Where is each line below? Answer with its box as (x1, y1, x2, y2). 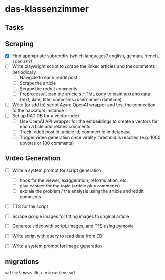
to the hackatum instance (12, 107, 64, 113)
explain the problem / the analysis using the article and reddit (19, 188, 144, 194)
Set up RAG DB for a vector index (12, 112, 80, 119)
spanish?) (12, 58, 33, 64)
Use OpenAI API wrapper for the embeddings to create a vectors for (19, 118, 158, 124)
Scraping (5, 39, 33, 48)
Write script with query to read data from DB (12, 233, 102, 239)
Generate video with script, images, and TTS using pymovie (12, 223, 134, 229)
